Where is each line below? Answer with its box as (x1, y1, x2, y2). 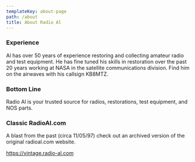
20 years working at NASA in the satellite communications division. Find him (6, 64, 190, 71)
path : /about (6, 14, 38, 20)
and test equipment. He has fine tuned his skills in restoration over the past (6, 58, 187, 65)
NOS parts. (6, 104, 33, 111)
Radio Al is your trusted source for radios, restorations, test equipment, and (6, 98, 188, 105)
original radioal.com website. (6, 138, 76, 146)
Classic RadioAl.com (6, 119, 66, 127)
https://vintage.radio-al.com (6, 150, 74, 157)
